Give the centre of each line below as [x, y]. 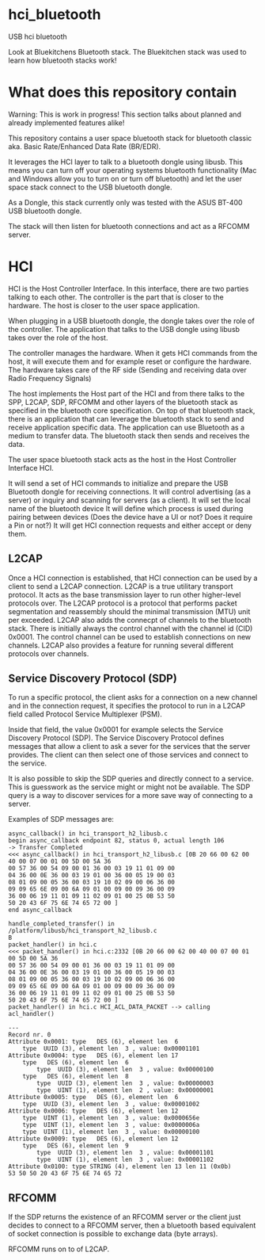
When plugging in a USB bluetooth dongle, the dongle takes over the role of [131, 321]
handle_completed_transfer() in [61, 924]
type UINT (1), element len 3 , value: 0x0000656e [111, 1118]
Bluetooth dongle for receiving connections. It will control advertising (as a [130, 491]
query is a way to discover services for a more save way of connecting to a [131, 796]
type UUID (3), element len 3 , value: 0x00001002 [111, 1104]
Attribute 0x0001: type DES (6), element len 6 [93, 1042]
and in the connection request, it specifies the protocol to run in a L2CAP [127, 706]
